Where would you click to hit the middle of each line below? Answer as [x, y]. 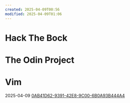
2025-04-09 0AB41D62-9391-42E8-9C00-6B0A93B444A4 [65, 95]
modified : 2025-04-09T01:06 [34, 14]
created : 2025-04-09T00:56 [32, 9]
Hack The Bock [36, 38]
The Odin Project [40, 60]
